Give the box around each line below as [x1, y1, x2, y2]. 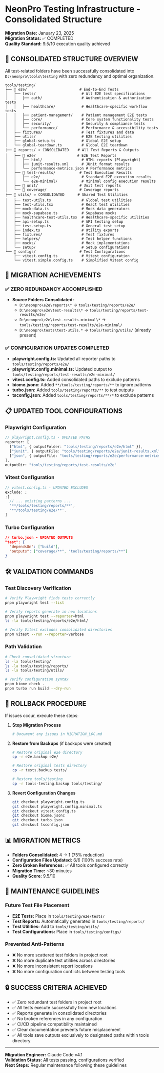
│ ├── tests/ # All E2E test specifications [5, 91, 145, 96]
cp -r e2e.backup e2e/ [12, 754, 59, 760]
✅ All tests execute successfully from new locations [12, 1004, 117, 1010]
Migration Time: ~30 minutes [12, 868, 72, 874]
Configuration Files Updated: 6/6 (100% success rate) [12, 857, 123, 863]
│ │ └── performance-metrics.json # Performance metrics [5, 166, 132, 171]
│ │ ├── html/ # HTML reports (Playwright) [5, 157, 141, 162]
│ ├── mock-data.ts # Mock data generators [5, 206, 130, 211]
